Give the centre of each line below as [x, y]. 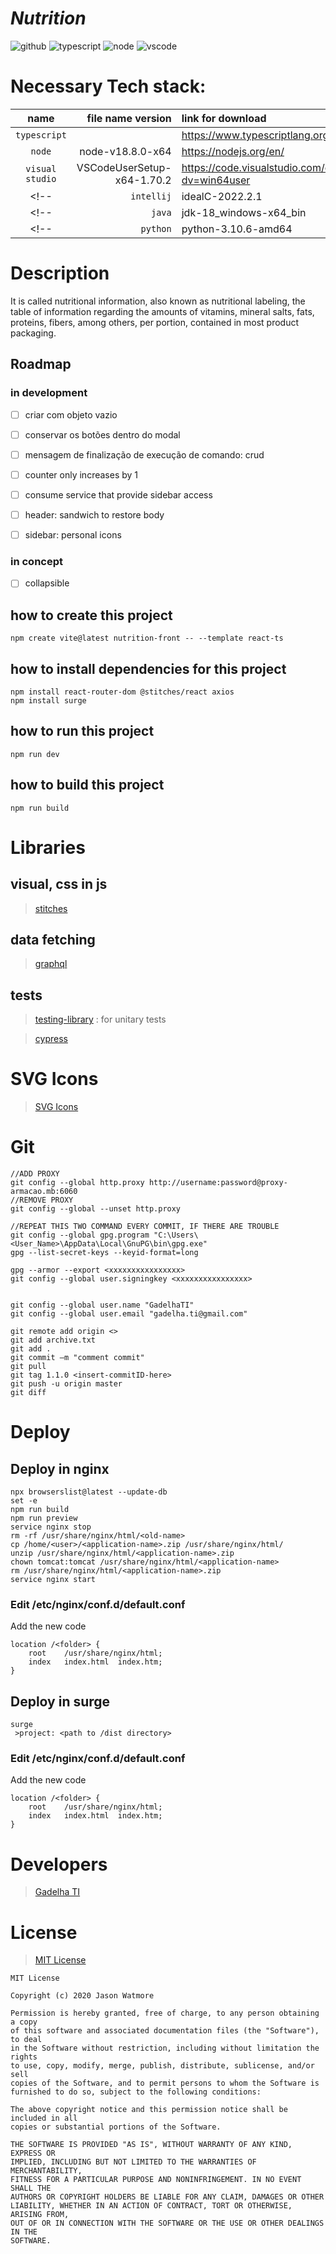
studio [41, 178]
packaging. [33, 333]
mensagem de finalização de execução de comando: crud [144, 454]
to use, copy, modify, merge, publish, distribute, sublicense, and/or [162, 2066]
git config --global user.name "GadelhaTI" [102, 1305]
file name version [129, 118]
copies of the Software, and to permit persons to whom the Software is [165, 2083]
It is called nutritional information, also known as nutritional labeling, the [158, 301]
